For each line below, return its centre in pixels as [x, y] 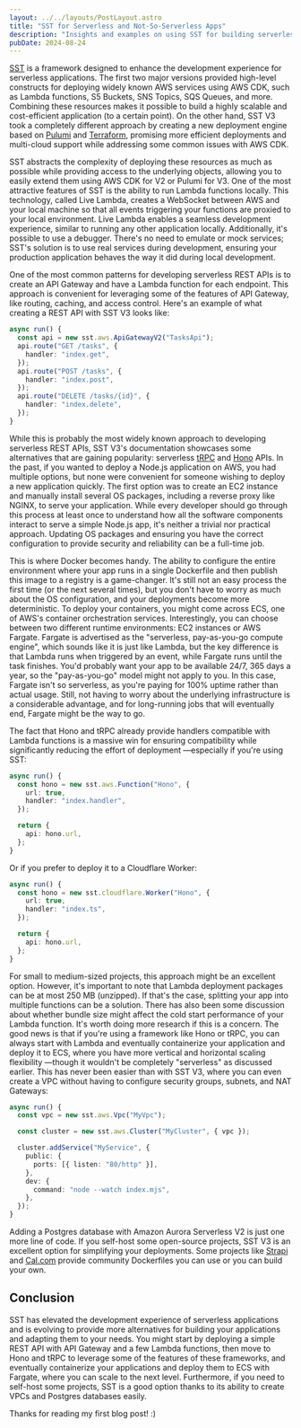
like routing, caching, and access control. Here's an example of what [136, 304]
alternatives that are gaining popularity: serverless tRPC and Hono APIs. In [146, 457]
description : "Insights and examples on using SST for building [132, 34]
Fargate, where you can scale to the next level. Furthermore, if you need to [147, 1377]
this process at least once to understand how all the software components [146, 515]
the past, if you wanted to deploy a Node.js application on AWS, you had [143, 467]
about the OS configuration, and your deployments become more [129, 599]
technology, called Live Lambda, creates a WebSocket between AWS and [145, 200]
